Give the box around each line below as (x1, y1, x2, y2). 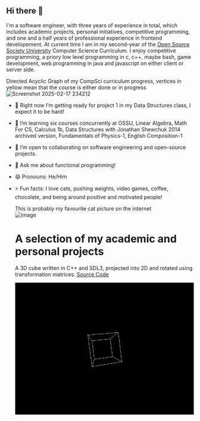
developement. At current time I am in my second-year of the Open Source (6, 40, 190, 48)
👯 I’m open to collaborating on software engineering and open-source (14, 143, 186, 150)
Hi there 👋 (6, 6, 43, 16)
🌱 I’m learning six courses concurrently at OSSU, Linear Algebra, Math (14, 120, 187, 127)
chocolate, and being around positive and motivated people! (14, 193, 162, 200)
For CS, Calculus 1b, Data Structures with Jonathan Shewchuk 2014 (14, 125, 180, 133)
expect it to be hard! (14, 108, 64, 115)
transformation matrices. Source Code (14, 271, 109, 278)
